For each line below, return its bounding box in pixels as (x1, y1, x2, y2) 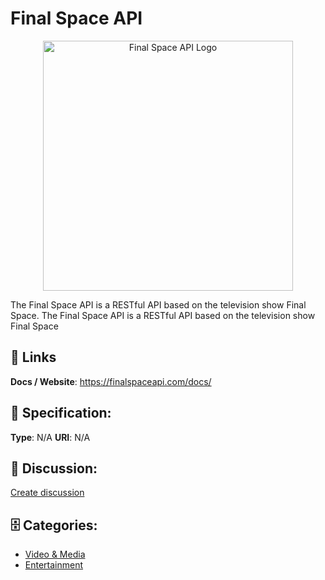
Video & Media (24, 548, 86, 561)
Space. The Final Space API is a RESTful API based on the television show (10, 309, 316, 321)
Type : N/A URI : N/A (10, 431, 91, 443)
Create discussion (10, 487, 85, 499)
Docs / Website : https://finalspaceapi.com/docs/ (10, 375, 212, 387)
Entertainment (24, 559, 84, 571)
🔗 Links (10, 349, 57, 366)
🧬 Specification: (10, 405, 112, 422)
